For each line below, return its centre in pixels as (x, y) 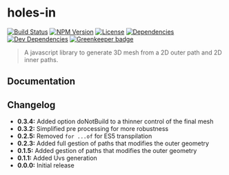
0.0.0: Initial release (46, 165)
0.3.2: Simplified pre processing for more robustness (93, 129)
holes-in (32, 13)
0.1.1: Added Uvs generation (57, 158)
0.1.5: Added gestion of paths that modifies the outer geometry (107, 151)
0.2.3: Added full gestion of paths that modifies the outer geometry (113, 143)
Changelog (31, 105)
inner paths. (41, 59)
